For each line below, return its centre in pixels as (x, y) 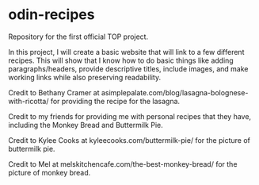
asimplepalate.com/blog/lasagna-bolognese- (175, 92)
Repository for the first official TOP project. (78, 37)
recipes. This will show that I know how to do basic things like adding (121, 60)
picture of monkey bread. (50, 172)
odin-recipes (51, 15)
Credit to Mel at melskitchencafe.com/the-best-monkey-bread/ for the (123, 164)
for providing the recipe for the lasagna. (115, 101)
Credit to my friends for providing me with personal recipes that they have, (130, 116)
